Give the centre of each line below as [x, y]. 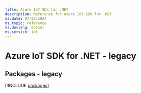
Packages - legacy [34, 74]
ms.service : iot [21, 32]
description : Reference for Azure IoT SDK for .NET [58, 14]
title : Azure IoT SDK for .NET [37, 9]
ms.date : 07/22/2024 [26, 18]
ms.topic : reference [26, 23]
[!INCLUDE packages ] [27, 85]
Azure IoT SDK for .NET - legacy [71, 56]
